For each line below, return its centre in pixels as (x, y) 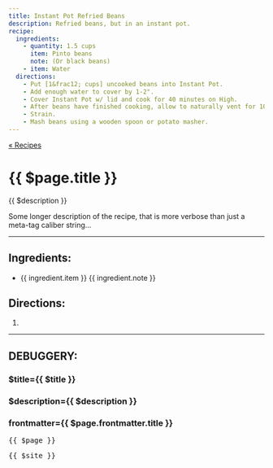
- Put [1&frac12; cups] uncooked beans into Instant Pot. (123, 84)
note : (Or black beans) (70, 62)
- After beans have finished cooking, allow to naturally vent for (139, 107)
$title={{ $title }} (42, 379)
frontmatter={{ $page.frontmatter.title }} (91, 422)
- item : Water (47, 69)
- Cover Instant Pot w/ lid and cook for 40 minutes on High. (130, 99)
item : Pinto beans (61, 54)
